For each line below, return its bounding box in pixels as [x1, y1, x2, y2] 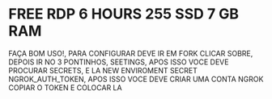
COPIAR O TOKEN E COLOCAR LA [8, 82, 123, 93]
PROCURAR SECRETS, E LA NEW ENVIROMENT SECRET [8, 65, 198, 75]
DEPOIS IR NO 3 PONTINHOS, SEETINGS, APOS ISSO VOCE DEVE [8, 57, 229, 67]
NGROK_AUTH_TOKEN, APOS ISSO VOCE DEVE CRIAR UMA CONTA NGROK [8, 74, 264, 84]
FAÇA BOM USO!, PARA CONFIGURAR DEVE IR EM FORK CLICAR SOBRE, [8, 48, 253, 58]
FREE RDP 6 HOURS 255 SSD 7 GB [8, 5, 240, 23]
